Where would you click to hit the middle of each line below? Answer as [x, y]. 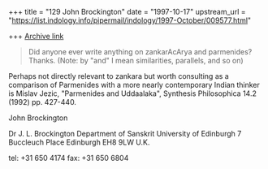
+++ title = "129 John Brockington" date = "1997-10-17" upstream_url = [127, 12]
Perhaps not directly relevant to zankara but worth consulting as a [119, 76]
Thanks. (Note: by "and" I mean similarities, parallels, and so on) [136, 61]
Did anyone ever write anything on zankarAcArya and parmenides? [140, 52]
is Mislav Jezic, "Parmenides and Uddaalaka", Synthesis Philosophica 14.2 [133, 93]
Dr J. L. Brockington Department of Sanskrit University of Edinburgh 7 [125, 134]
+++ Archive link [36, 36]
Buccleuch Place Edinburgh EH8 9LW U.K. [79, 142]
